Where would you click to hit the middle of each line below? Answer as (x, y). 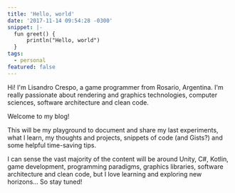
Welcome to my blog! (38, 116)
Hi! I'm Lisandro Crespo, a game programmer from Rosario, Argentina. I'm (116, 87)
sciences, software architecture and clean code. (78, 102)
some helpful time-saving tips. (52, 145)
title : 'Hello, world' (41, 14)
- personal (30, 61)
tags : (15, 54)
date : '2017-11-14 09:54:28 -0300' (60, 21)
